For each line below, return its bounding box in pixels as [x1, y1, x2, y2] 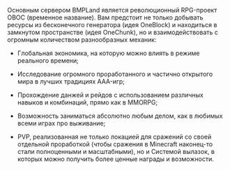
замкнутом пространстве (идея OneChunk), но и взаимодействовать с [7, 28, 218, 36]
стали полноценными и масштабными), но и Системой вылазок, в [17, 148, 215, 155]
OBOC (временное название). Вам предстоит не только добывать [7, 13, 204, 22]
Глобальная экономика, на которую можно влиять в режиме [17, 49, 200, 57]
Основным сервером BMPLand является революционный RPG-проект [7, 6, 217, 14]
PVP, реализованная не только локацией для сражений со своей [17, 132, 212, 141]
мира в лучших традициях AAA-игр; [17, 77, 125, 86]
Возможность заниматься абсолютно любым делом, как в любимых [17, 111, 223, 120]
